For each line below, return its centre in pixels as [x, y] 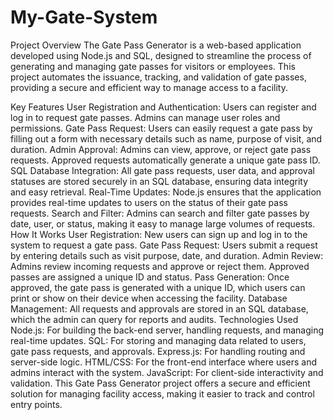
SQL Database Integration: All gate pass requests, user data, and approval [162, 170]
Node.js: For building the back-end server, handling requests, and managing [167, 330]
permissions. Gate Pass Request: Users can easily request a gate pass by [161, 128]
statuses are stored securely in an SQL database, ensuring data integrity [159, 181]
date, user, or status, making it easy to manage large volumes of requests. [163, 223]
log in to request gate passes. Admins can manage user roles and [145, 117]
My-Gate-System [84, 17]
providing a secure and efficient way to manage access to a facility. [149, 87]
